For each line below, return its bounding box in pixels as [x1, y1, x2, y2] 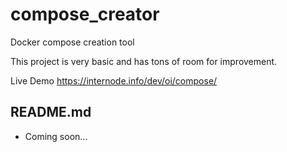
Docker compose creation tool [10, 36, 135, 48]
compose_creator [10, 3, 160, 26]
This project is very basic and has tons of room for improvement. [10, 55, 278, 67]
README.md [10, 104, 92, 121]
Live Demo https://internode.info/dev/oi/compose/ [10, 74, 218, 87]
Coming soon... [24, 130, 88, 142]
